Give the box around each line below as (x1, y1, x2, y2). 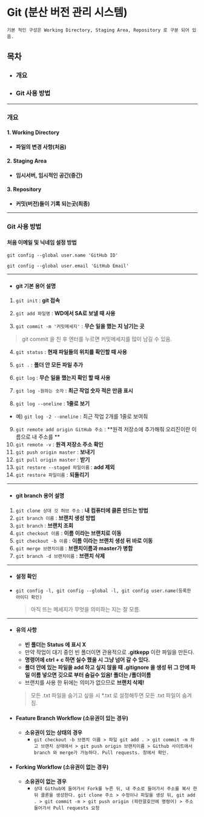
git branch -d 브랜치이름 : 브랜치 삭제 (15, 552, 105, 559)
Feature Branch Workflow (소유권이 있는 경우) (15, 714, 129, 722)
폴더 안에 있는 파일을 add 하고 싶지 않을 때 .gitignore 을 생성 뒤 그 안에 (24, 664, 190, 671)
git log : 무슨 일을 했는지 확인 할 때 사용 (15, 374, 111, 382)
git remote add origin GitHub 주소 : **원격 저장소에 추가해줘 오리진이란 (15, 426, 191, 433)
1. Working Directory (7, 129, 60, 136)
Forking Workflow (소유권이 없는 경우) (15, 763, 109, 770)
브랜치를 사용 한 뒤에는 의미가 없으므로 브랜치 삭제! (24, 679, 145, 686)
